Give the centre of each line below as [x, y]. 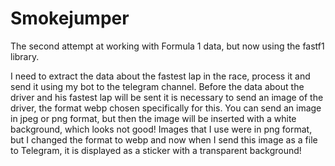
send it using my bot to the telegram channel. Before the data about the [157, 86]
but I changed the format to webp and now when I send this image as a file [164, 139]
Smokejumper [70, 18]
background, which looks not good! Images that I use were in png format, [161, 129]
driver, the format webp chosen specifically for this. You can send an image [166, 108]
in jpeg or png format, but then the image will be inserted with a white [153, 118]
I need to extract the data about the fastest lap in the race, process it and [160, 76]
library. [25, 56]
